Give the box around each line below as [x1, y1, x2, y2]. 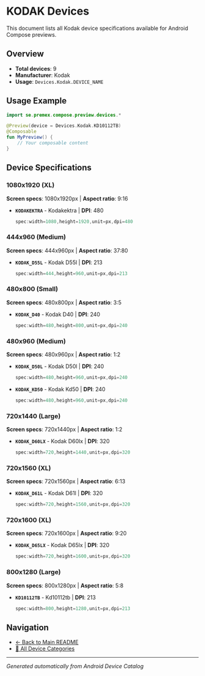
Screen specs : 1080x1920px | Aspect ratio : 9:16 [6, 194, 128, 202]
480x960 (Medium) [6, 337, 66, 345]
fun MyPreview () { [6, 134, 53, 141]
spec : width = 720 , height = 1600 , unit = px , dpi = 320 [15, 553, 131, 560]
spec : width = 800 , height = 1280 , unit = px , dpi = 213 [15, 605, 131, 612]
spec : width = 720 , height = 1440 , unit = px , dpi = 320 [15, 449, 131, 456]
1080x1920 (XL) [6, 181, 55, 189]
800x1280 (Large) [6, 568, 61, 576]
